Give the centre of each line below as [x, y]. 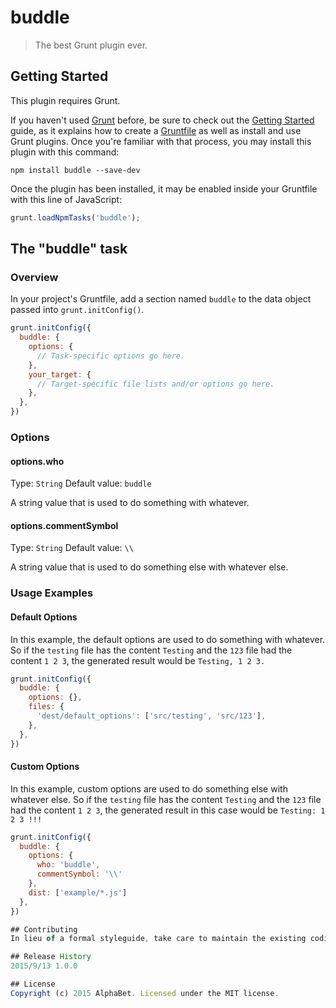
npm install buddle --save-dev [75, 170]
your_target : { [60, 374]
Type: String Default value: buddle [81, 483]
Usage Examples [52, 593]
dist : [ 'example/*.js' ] [78, 892]
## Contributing [44, 929]
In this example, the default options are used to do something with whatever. [168, 639]
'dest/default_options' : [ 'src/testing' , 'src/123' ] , [151, 716]
